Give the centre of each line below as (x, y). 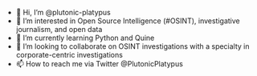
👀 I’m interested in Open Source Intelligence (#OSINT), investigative (128, 21)
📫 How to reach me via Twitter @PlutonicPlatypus (99, 64)
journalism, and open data (59, 29)
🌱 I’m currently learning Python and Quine (85, 38)
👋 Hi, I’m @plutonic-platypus (63, 12)
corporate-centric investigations (69, 55)
